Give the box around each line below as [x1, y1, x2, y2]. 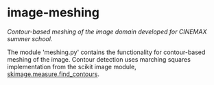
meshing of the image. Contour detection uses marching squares [7, 55, 191, 63]
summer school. [7, 34, 53, 42]
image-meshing [7, 5, 99, 21]
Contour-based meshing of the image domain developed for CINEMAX [7, 27, 207, 36]
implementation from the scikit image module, [7, 62, 136, 71]
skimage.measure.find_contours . [7, 70, 99, 78]
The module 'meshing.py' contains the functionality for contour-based [7, 48, 206, 56]
